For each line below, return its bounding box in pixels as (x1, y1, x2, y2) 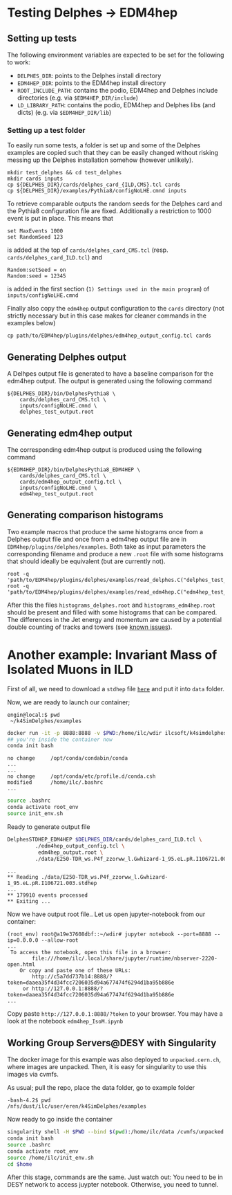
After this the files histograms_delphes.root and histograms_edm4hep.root (7, 601, 216, 609)
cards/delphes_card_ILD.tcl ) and (7, 253, 102, 262)
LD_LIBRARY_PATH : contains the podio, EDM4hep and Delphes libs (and (17, 101, 215, 109)
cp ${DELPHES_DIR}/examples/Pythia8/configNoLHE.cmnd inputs (7, 188, 187, 194)
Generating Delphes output (7, 351, 126, 363)
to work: (7, 58, 31, 66)
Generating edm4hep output (7, 427, 133, 439)
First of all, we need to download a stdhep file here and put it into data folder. (7, 684, 224, 693)
